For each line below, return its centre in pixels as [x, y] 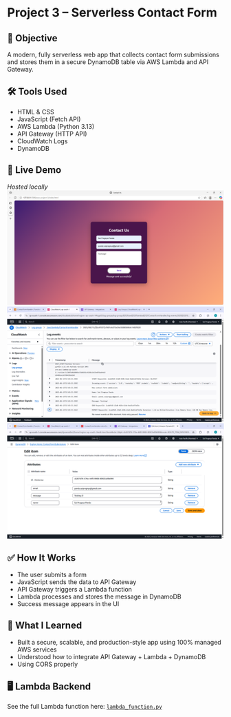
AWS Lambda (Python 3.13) [56, 126]
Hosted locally [27, 187]
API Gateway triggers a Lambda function [75, 589]
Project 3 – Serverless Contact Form [112, 13]
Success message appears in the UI [68, 603]
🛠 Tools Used [37, 92]
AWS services [37, 650]
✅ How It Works [42, 558]
